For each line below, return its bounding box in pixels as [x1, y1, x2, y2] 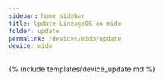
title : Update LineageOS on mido [8, 19, 122, 28]
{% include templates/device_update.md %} [8, 64, 157, 74]
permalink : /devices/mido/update [8, 34, 122, 43]
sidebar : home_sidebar [8, 11, 85, 20]
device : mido [8, 42, 53, 50]
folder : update [8, 27, 60, 35]
